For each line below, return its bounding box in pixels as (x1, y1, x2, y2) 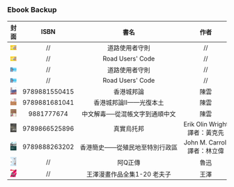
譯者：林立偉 (187, 147, 224, 154)
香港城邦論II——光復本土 (93, 99, 164, 107)
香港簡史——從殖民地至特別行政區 (79, 143, 178, 151)
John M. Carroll (183, 138, 228, 147)
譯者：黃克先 (187, 128, 224, 136)
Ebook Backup (7, 5, 57, 15)
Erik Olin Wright (183, 120, 228, 128)
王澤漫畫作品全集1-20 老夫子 (86, 170, 172, 178)
